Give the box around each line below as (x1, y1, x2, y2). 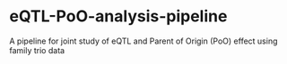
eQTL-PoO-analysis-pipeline (9, 6, 228, 27)
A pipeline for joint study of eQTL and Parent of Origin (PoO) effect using (9, 36, 278, 46)
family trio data (9, 44, 65, 55)
